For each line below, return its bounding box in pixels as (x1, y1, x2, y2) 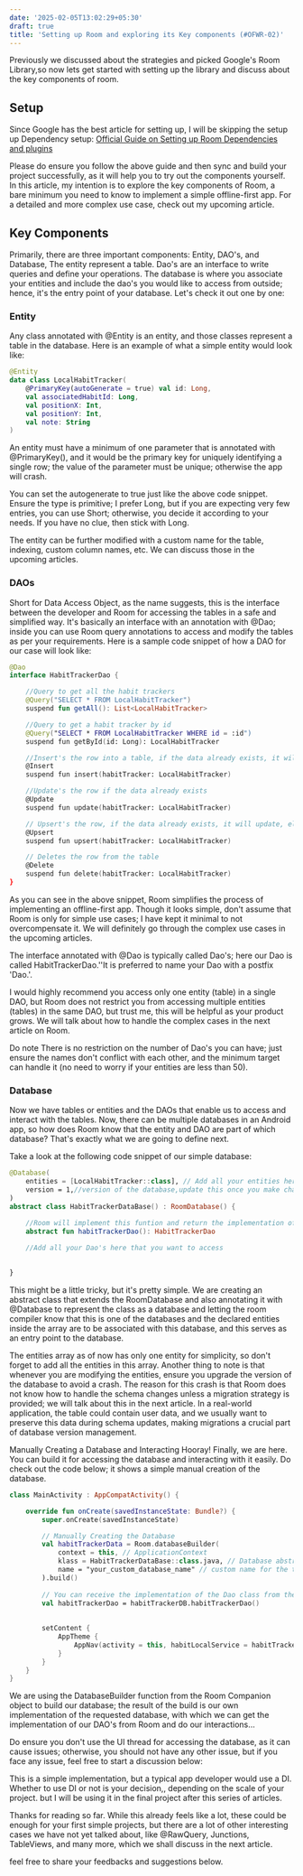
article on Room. (9, 1025, 70, 1036)
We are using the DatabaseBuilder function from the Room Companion (9, 1690, 271, 1702)
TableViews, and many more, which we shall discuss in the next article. (9, 1839, 273, 1850)
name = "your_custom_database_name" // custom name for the (57, 1565, 289, 1574)
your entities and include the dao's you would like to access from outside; (9, 278, 283, 289)
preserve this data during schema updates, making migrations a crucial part (9, 1416, 291, 1427)
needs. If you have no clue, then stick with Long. (9, 517, 189, 528)
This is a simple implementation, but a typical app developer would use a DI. (9, 1773, 292, 1784)
